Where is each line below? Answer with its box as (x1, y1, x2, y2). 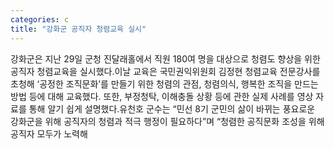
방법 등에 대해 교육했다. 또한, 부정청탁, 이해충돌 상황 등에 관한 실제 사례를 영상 (10, 90, 314, 102)
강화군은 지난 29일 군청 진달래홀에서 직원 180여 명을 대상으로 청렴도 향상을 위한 (10, 52, 321, 65)
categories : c (10, 14, 70, 25)
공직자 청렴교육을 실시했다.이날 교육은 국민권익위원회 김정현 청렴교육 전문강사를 (10, 65, 321, 77)
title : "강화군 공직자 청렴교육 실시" (10, 24, 147, 34)
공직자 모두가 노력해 (10, 127, 88, 140)
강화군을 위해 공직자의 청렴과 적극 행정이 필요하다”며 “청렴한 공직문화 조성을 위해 (10, 115, 325, 127)
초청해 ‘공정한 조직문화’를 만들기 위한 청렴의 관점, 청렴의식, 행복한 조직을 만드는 (10, 77, 319, 90)
